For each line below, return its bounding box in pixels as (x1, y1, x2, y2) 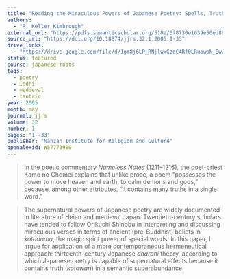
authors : (7, 16, 32, 23)
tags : (7, 67, 23, 74)
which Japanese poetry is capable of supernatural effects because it (23, 257, 218, 265)
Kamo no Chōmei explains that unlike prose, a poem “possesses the (23, 170, 216, 179)
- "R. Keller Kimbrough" (13, 23, 84, 30)
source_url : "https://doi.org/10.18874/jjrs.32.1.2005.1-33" (7, 36, 186, 43)
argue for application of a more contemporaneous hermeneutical (23, 242, 207, 250)
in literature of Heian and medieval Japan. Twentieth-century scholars (23, 213, 221, 221)
